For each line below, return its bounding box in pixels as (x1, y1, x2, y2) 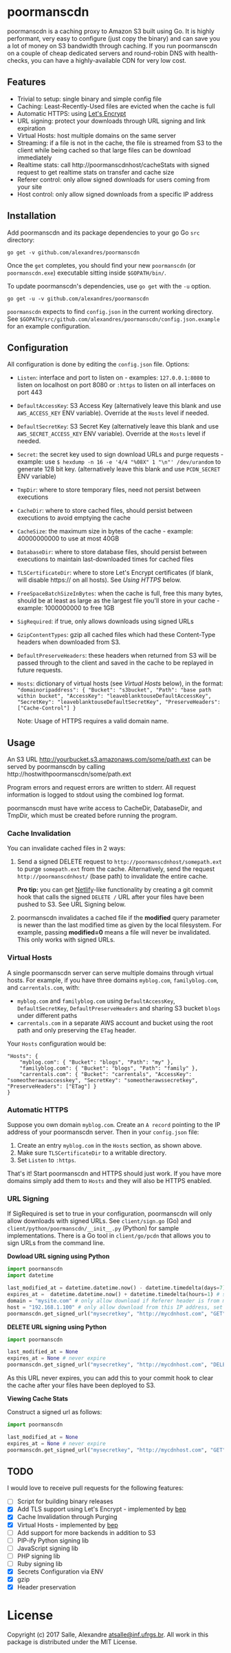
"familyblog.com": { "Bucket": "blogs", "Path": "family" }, (19, 1064, 198, 1072)
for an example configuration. (7, 322, 91, 330)
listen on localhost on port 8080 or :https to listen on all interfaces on (16, 381, 215, 389)
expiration (16, 124, 46, 132)
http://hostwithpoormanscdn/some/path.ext (7, 770, 132, 779)
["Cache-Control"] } (16, 705, 76, 712)
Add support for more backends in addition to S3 (16, 1528, 156, 1536)
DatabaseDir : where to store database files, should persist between (16, 548, 208, 556)
